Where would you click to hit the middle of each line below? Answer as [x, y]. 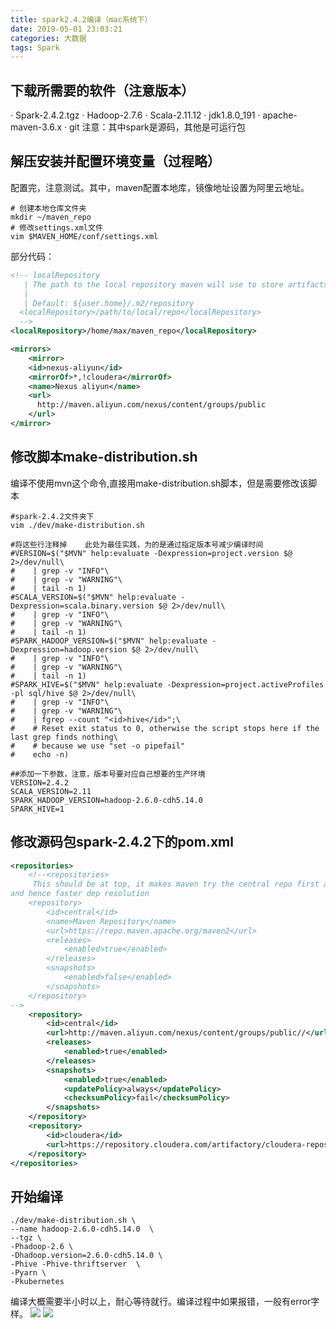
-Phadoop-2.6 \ [42, 1247]
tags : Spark [35, 47]
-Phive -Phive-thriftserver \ [75, 1264]
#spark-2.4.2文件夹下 [52, 516]
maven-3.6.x [36, 127]
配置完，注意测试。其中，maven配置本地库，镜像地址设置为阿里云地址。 [160, 187]
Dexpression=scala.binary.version [82, 606]
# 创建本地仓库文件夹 [48, 208]
